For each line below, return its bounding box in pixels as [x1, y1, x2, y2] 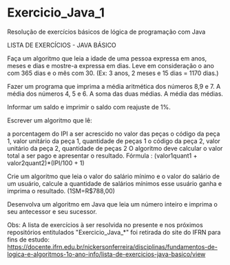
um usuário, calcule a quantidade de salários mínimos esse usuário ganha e [7, 179, 222, 187]
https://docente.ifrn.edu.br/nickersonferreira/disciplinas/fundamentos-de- [7, 242, 218, 251]
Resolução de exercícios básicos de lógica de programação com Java [7, 28, 206, 36]
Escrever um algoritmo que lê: [7, 116, 92, 125]
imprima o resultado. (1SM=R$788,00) [7, 187, 116, 195]
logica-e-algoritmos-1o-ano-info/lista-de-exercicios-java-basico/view [7, 250, 206, 258]
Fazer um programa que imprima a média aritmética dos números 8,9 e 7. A [7, 82, 221, 90]
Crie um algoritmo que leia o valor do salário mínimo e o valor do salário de [7, 172, 220, 180]
